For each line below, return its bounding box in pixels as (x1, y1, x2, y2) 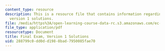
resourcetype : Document (5, 30, 54, 34)
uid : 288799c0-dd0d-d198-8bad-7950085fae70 (5, 39, 96, 44)
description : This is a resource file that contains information (5, 12, 141, 17)
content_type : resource (5, 7, 54, 12)
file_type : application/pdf (5, 25, 63, 30)
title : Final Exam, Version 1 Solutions (5, 34, 89, 39)
